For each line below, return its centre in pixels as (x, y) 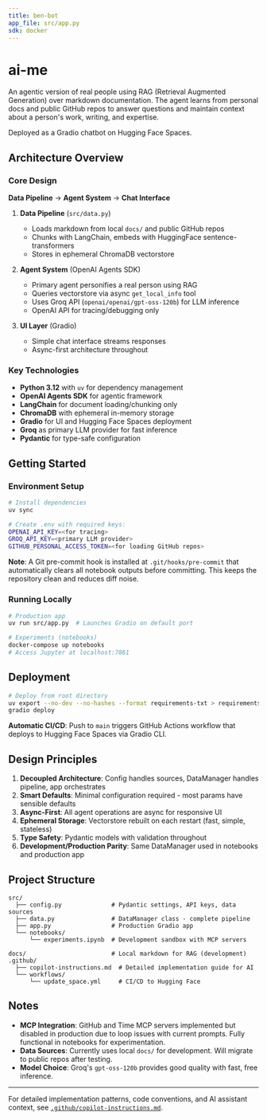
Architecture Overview (66, 157)
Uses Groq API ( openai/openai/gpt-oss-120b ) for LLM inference (135, 302)
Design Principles (53, 759)
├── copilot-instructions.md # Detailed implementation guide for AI (135, 967)
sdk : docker (28, 30)
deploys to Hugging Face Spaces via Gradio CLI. (87, 734)
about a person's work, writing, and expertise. (83, 117)
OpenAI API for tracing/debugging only (95, 310)
